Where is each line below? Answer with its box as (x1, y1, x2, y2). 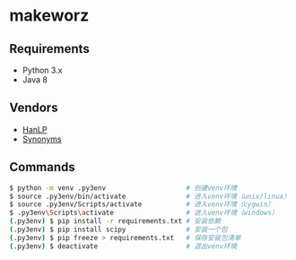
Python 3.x (22, 65, 63, 75)
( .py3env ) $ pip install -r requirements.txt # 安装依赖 (9, 217, 222, 226)
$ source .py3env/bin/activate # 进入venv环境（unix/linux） (9, 192, 291, 201)
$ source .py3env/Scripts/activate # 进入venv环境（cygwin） (9, 200, 275, 209)
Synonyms (22, 134, 62, 144)
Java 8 (22, 74, 48, 85)
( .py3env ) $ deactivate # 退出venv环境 (9, 241, 238, 251)
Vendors (9, 100, 58, 116)
